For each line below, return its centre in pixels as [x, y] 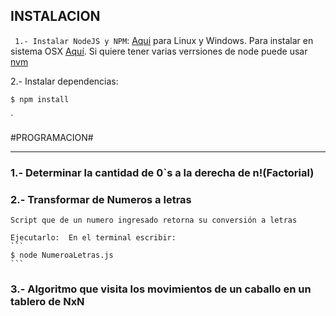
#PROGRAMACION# [52, 137]
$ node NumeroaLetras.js [62, 255]
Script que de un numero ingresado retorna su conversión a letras [154, 220]
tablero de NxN [47, 301]
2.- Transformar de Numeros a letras [101, 199]
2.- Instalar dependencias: [64, 81]
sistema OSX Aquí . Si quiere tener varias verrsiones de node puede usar [159, 51]
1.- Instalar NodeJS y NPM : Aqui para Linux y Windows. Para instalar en [164, 40]
